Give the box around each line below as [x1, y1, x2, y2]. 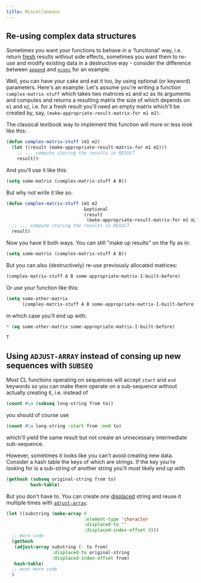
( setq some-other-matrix [6, 295, 68, 301]
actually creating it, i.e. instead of [6, 389, 89, 396]
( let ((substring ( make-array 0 [6, 510, 87, 516]
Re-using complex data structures [6, 31, 136, 41]
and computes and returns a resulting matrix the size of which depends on [6, 96, 190, 104]
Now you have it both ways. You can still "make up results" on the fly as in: [6, 239, 190, 246]
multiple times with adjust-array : [6, 499, 88, 506]
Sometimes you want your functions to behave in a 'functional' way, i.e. [6, 47, 182, 54]
